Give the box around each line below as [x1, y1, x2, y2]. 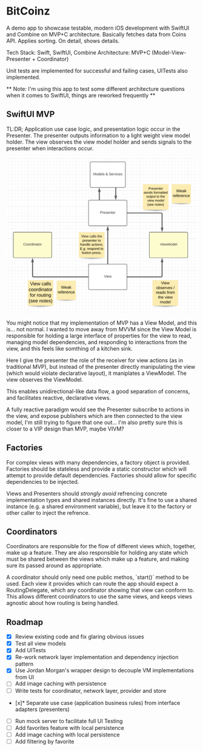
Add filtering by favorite [15, 738, 75, 745]
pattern [15, 660, 34, 667]
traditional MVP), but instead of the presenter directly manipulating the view [6, 363, 196, 370]
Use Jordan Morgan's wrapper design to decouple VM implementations [15, 667, 194, 674]
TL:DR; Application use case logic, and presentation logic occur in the [6, 125, 181, 133]
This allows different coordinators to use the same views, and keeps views [6, 593, 192, 600]
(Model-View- [151, 48, 187, 56]
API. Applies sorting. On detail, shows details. [6, 37, 120, 44]
